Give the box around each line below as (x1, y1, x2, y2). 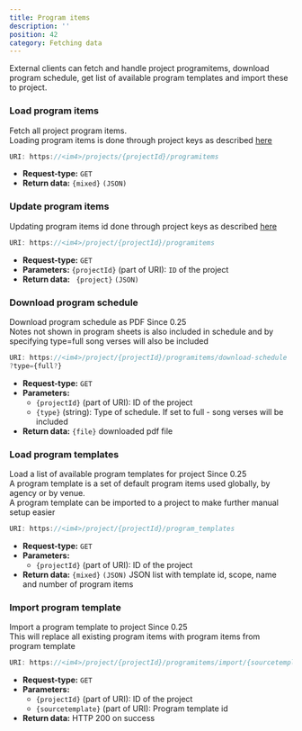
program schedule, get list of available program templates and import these (9, 73, 289, 84)
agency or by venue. (9, 487, 85, 498)
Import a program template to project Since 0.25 (9, 622, 188, 633)
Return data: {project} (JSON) (22, 274, 139, 284)
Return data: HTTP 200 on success (22, 712, 155, 723)
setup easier (9, 506, 56, 518)
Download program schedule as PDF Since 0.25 (9, 316, 187, 327)
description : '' (9, 22, 70, 31)
